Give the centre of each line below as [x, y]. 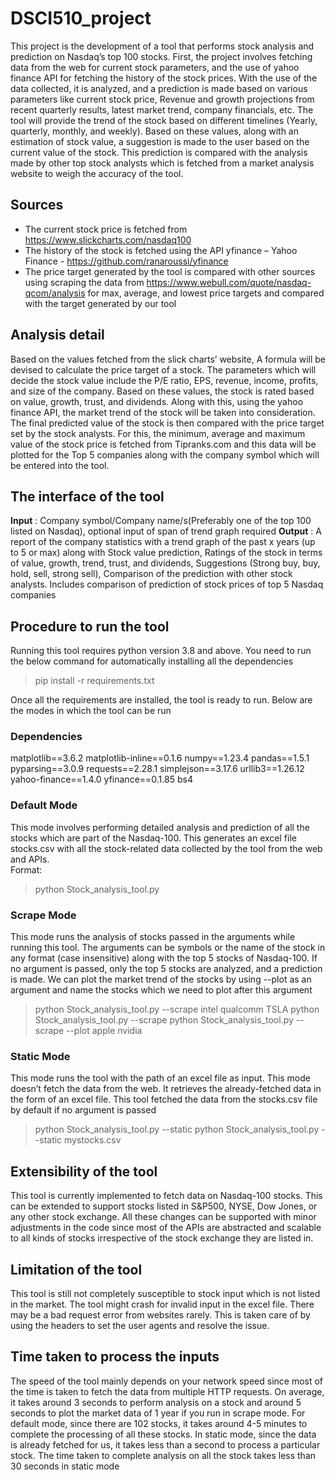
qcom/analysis [55, 293]
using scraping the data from [84, 282]
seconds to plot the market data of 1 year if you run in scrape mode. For [158, 1413]
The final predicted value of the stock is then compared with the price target [167, 423]
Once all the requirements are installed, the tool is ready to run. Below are [161, 700]
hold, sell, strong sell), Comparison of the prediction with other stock [151, 574]
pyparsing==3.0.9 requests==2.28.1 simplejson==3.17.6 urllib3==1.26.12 [157, 769]
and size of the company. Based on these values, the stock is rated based [162, 391]
